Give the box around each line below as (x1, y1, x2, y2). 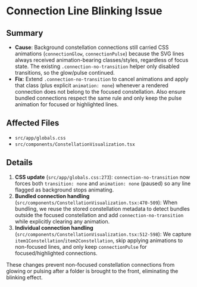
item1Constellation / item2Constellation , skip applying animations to (14, 237, 183, 244)
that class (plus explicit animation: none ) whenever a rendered (14, 82, 168, 89)
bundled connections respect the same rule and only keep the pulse (14, 94, 182, 101)
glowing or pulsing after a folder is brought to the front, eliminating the (6, 267, 179, 274)
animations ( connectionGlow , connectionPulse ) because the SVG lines (14, 50, 185, 57)
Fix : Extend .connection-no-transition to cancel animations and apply (14, 76, 189, 82)
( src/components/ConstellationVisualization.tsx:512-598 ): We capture (14, 230, 192, 237)
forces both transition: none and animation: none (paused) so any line (14, 180, 191, 187)
